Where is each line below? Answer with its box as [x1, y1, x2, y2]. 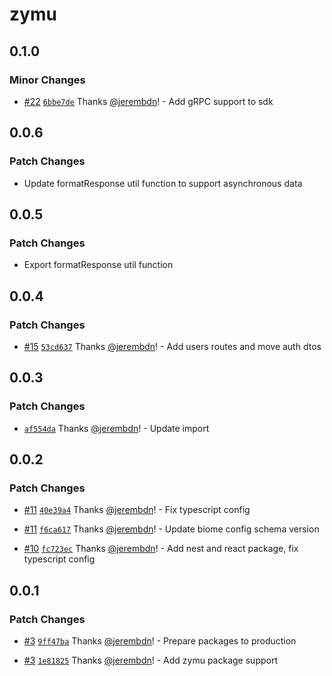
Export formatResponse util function [23, 259, 174, 271]
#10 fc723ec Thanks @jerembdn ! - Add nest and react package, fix [23, 543, 299, 555]
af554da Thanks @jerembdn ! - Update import [23, 422, 210, 434]
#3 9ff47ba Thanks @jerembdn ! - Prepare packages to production [23, 635, 297, 647]
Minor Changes [9, 73, 86, 87]
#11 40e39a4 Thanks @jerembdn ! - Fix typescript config [23, 504, 251, 516]
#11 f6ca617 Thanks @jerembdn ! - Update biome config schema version [23, 523, 320, 535]
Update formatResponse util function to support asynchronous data [23, 177, 303, 189]
